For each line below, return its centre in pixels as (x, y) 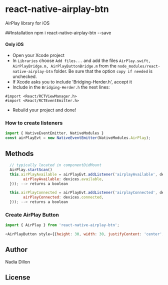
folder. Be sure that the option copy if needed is (103, 71)
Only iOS (14, 44)
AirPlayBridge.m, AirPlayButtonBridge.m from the (64, 66)
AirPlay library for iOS (27, 23)
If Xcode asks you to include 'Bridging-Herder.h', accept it (72, 82)
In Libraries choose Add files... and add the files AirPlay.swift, (81, 60)
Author (16, 250)
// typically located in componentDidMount (55, 165)
